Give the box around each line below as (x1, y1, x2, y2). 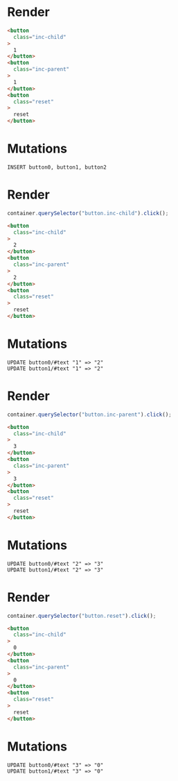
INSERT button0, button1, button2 (7, 164, 107, 171)
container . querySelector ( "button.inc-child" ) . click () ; (7, 210, 169, 217)
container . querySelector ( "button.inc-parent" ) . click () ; (7, 411, 172, 418)
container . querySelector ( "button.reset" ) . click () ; (7, 612, 157, 619)
